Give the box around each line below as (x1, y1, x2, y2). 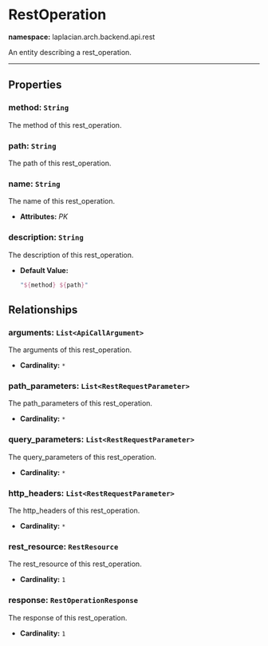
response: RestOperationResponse (8, 595, 138, 606)
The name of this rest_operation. (8, 196, 116, 206)
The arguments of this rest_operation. (8, 345, 132, 355)
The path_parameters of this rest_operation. (8, 398, 153, 408)
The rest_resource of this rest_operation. (8, 559, 142, 569)
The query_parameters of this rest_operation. (8, 452, 157, 462)
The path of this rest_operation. (8, 158, 112, 168)
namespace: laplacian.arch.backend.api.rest (8, 32, 156, 42)
